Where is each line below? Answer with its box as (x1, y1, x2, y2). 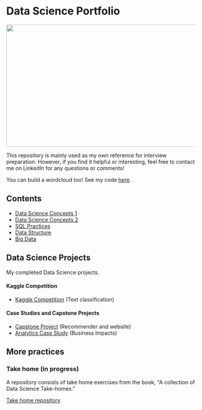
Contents (6, 194, 42, 204)
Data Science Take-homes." (6, 385, 76, 392)
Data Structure (14, 229, 52, 236)
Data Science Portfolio (6, 4, 120, 18)
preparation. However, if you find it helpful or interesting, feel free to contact (6, 158, 195, 165)
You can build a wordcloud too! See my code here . (6, 176, 132, 183)
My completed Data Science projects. (6, 269, 100, 276)
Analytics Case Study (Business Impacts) (14, 329, 117, 337)
